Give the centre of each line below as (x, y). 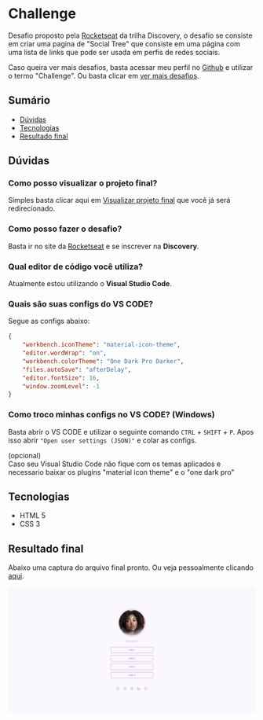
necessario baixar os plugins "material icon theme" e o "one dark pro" (121, 472)
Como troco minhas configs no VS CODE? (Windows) (111, 415)
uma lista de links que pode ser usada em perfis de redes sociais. (114, 52)
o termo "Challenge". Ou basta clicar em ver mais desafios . (104, 75)
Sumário (29, 100)
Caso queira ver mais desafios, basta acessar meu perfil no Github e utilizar (131, 67)
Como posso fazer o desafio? (65, 229)
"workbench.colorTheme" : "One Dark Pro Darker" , (103, 361)
